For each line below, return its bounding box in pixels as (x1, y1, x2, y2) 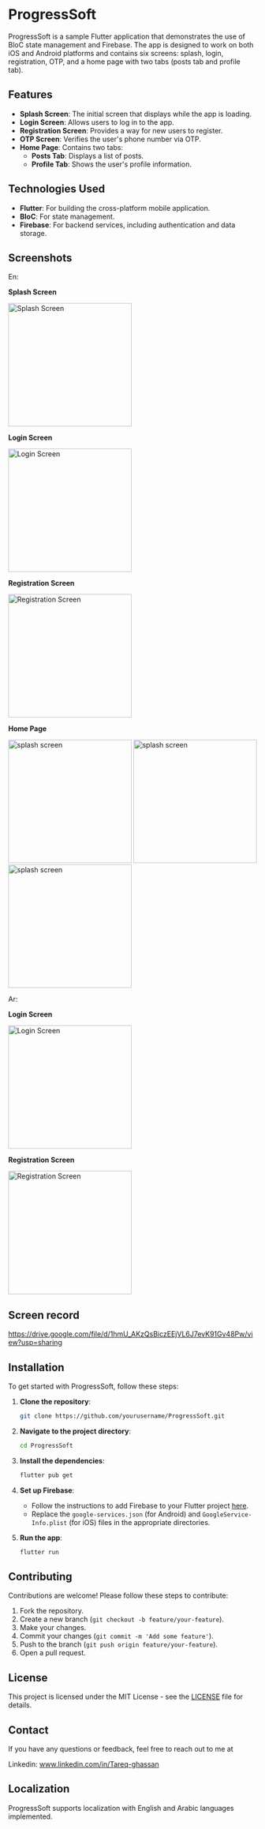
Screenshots (8, 251, 73, 264)
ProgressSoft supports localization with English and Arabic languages (8, 1803, 234, 1812)
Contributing (8, 1569, 73, 1584)
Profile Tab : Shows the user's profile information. (31, 159, 192, 169)
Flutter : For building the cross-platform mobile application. (19, 203, 211, 212)
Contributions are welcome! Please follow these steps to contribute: (8, 1591, 229, 1600)
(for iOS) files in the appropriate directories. (69, 1517, 211, 1527)
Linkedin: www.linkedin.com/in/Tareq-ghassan (8, 1759, 159, 1769)
